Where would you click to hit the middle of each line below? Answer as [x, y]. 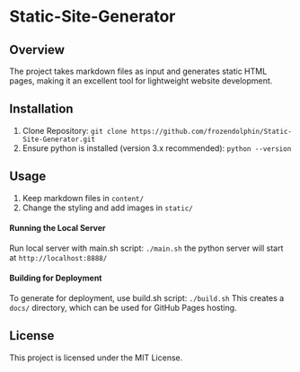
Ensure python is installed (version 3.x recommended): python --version [157, 148]
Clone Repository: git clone [75, 130]
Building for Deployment [56, 278]
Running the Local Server [57, 228]
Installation [41, 109]
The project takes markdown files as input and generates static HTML [138, 71]
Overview [37, 50]
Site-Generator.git [59, 139]
